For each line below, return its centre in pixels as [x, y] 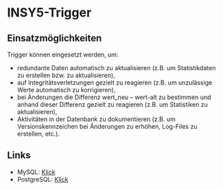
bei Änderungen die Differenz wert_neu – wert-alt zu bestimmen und [114, 97]
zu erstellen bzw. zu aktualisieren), [66, 75]
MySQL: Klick [36, 172]
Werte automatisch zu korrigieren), [66, 90]
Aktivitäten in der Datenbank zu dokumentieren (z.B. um [96, 119]
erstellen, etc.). [38, 134]
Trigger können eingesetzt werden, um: [63, 54]
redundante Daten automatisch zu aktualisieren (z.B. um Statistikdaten [116, 68]
